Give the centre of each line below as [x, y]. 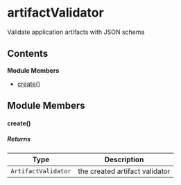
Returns [19, 139]
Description [124, 159]
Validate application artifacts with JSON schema [76, 32]
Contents [28, 54]
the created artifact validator [124, 171]
